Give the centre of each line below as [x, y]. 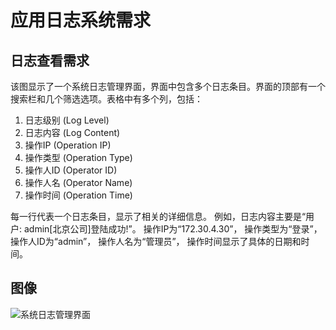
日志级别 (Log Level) [67, 120]
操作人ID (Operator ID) [71, 170]
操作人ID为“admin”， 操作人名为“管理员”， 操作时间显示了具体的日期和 [156, 241]
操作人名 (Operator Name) [78, 182]
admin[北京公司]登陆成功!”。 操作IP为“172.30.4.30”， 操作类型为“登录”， [173, 229]
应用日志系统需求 [81, 20]
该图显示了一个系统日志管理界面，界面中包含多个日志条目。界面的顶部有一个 [168, 86]
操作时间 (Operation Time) [78, 195]
